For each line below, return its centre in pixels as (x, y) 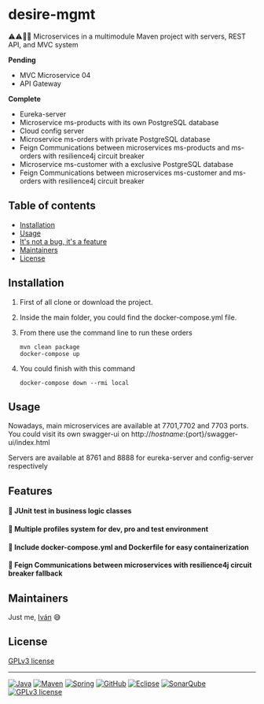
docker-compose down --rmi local (74, 383)
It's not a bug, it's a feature (63, 241)
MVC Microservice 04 (55, 75)
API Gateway (40, 83)
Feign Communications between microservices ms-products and (125, 147)
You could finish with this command (77, 369)
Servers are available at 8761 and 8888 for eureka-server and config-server (131, 458)
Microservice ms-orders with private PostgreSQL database (115, 139)
